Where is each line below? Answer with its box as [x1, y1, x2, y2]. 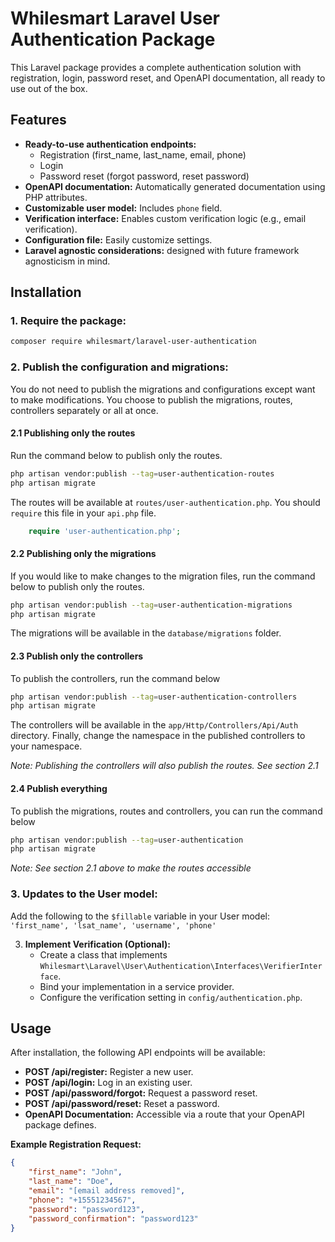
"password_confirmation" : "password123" [28, 1213, 199, 1224]
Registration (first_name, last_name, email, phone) [39, 148, 247, 161]
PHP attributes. [24, 191, 88, 203]
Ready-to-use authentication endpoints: [24, 138, 197, 150]
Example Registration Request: [10, 1138, 142, 1151]
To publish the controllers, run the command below [10, 672, 221, 684]
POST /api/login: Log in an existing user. [24, 1077, 193, 1089]
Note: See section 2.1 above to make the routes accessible [10, 862, 252, 874]
